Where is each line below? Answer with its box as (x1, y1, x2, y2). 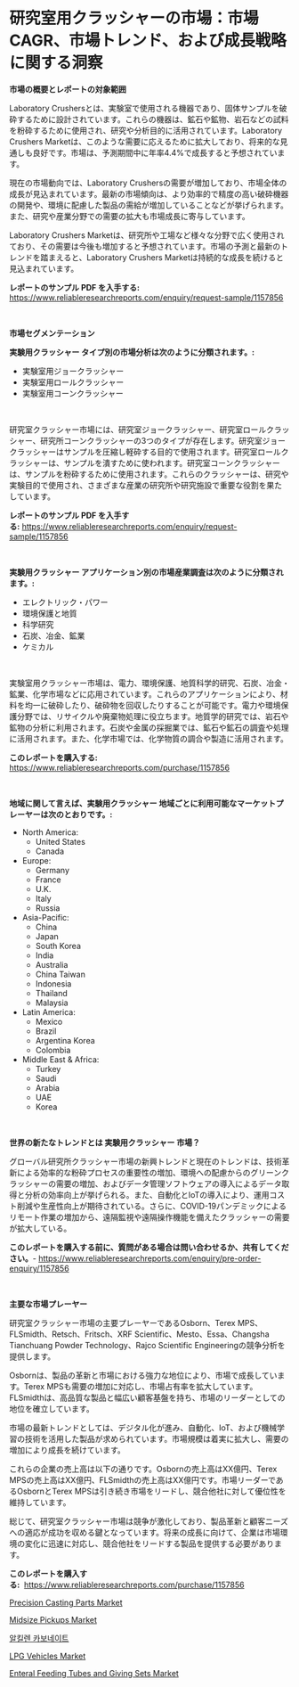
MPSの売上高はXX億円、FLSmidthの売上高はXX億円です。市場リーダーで (9, 1474, 276, 1485)
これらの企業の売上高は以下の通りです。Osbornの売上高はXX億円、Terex (9, 1463, 278, 1474)
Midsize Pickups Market (9, 1614, 98, 1625)
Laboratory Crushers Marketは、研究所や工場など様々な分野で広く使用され (9, 229, 285, 241)
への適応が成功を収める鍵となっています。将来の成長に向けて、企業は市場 (9, 1527, 280, 1537)
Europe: (21, 855, 52, 865)
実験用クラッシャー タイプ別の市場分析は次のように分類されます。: (9, 347, 255, 357)
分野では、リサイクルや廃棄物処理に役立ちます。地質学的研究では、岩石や (16, 710, 289, 722)
